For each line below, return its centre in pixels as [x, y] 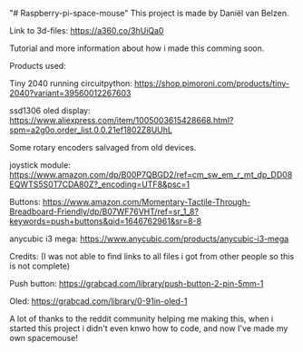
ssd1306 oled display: [50, 111]
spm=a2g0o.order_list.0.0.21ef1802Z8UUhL [91, 130]
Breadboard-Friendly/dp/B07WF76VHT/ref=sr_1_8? [104, 211]
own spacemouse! [44, 338]
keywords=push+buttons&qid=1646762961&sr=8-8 [106, 221]
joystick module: [40, 165]
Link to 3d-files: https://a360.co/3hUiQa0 [87, 30]
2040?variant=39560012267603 [70, 93]
